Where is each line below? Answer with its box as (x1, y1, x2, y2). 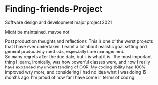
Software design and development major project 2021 (5, 19, 112, 25)
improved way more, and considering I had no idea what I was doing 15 (5, 69, 146, 75)
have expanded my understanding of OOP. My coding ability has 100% (5, 64, 146, 70)
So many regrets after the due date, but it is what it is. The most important (5, 53, 152, 59)
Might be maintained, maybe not (5, 29, 70, 34)
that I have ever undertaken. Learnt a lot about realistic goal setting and (5, 43, 147, 49)
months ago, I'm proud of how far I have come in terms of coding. (5, 74, 136, 80)
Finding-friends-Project (5, 3, 103, 15)
